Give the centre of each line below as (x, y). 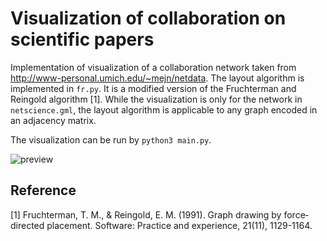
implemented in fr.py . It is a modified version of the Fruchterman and (153, 88)
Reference (43, 190)
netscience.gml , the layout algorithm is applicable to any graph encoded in (164, 109)
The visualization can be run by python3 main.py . (111, 139)
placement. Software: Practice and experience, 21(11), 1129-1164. (179, 225)
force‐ (296, 214)
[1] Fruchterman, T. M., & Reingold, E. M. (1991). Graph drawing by (146, 214)
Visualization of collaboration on (148, 18)
